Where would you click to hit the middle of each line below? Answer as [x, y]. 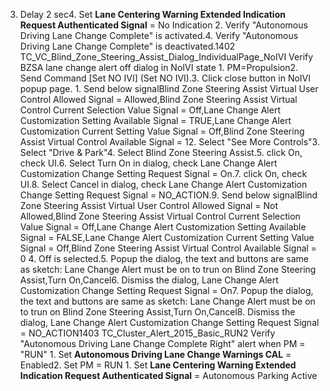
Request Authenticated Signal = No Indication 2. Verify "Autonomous [163, 25]
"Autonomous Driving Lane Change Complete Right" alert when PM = [162, 343]
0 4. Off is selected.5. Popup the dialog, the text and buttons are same [164, 258]
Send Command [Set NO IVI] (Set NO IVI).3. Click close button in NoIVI [165, 78]
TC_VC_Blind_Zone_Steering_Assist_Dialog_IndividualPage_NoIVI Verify [166, 57]
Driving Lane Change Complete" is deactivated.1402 [127, 46]
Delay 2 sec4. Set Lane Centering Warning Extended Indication [152, 14]
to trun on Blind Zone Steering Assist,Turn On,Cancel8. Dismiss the [157, 312]
